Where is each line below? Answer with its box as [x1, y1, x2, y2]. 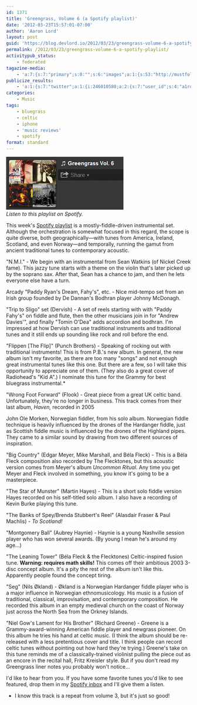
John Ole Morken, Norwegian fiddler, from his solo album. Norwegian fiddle [6, 415, 189, 422]
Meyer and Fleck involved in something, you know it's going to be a [6, 470, 169, 477]
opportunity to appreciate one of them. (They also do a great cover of [6, 367, 174, 374]
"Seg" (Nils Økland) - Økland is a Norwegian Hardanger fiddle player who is [6, 583, 189, 590]
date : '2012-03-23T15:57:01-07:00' [6, 22, 93, 28]
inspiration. [6, 440, 33, 446]
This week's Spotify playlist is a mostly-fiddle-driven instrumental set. [6, 222, 175, 229]
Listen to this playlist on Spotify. [6, 210, 83, 217]
